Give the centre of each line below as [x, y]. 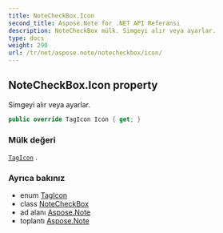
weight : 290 [28, 46]
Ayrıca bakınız [37, 178]
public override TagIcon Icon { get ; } [75, 119]
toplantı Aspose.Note [54, 221]
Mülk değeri [32, 139]
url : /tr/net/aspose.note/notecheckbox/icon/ [85, 53]
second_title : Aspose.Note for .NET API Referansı [94, 23]
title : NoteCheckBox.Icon [51, 16]
